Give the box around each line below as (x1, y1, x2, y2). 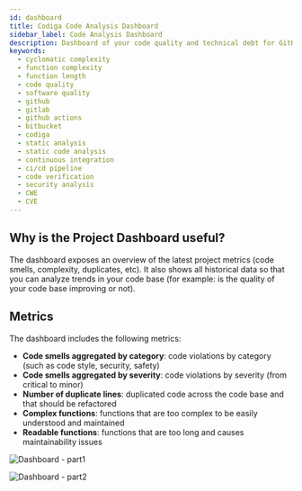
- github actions (17, 113, 83, 122)
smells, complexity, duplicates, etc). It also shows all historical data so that (9, 263, 285, 274)
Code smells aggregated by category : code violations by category (22, 350, 271, 361)
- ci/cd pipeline (17, 164, 83, 173)
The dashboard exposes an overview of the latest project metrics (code (9, 254, 274, 265)
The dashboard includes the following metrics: (9, 333, 182, 344)
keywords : (9, 47, 47, 56)
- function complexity (17, 64, 102, 73)
